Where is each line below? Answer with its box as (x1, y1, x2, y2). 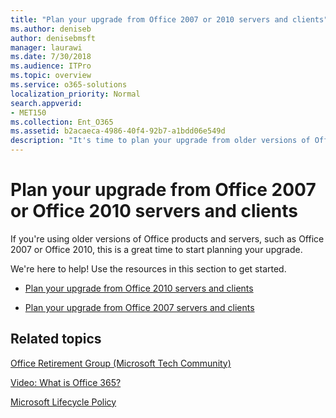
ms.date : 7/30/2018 (10, 52, 92, 62)
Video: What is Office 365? (10, 376, 122, 388)
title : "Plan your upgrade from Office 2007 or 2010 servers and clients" (10, 14, 329, 25)
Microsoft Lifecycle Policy (10, 396, 117, 408)
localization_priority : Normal (10, 89, 141, 99)
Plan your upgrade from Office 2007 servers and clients (24, 301, 255, 313)
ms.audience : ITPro (10, 61, 92, 71)
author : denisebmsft (10, 33, 97, 43)
